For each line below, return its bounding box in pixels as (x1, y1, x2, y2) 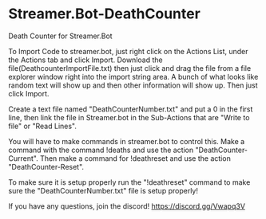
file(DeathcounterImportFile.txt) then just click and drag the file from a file (8, 63, 252, 72)
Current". (8, 153, 38, 163)
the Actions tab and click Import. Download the (8, 55, 163, 65)
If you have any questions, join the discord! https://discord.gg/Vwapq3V (8, 201, 246, 211)
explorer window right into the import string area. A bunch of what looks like (8, 72, 259, 81)
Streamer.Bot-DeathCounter (8, 5, 201, 23)
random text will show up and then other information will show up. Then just (8, 80, 258, 90)
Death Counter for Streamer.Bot (8, 31, 113, 41)
